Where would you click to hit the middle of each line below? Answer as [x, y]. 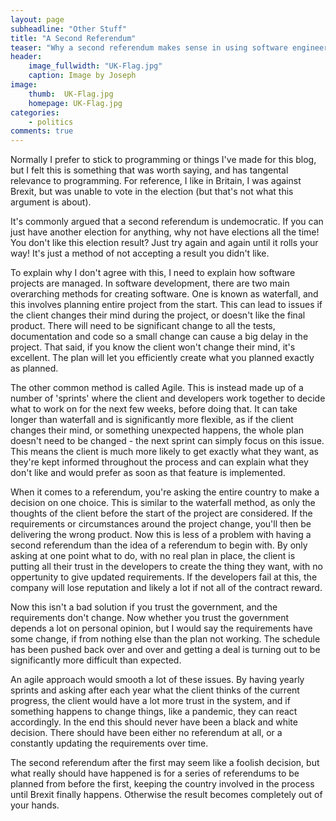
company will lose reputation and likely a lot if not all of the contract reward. [166, 588]
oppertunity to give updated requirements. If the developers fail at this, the [164, 577]
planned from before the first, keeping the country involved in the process [162, 784]
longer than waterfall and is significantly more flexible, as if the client [152, 420]
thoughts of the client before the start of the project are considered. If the [161, 513]
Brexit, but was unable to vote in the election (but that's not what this [152, 192]
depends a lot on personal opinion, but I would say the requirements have [161, 628]
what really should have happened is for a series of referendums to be [155, 773]
